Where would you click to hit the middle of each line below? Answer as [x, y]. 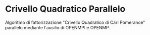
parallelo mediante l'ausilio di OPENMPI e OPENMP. [58, 27]
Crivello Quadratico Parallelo [65, 9]
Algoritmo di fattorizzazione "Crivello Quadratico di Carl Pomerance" [75, 22]
